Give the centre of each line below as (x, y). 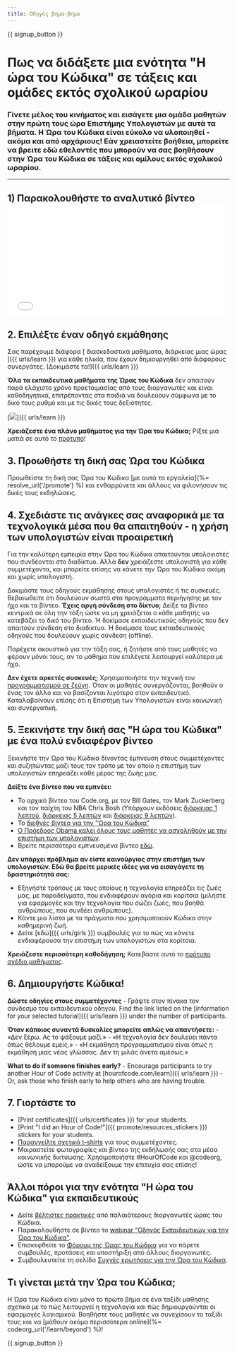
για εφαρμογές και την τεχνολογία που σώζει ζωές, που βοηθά (111, 903)
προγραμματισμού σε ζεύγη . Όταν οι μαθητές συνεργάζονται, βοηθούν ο (115, 685)
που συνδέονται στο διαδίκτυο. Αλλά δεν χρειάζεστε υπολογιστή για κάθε (117, 562)
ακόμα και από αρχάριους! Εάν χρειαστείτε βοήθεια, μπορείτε (118, 141)
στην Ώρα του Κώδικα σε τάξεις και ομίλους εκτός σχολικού (115, 158)
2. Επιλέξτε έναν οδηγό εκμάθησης (88, 334)
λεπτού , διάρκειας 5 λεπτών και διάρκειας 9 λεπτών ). (97, 815)
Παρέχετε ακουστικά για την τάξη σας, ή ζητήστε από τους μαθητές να (113, 649)
